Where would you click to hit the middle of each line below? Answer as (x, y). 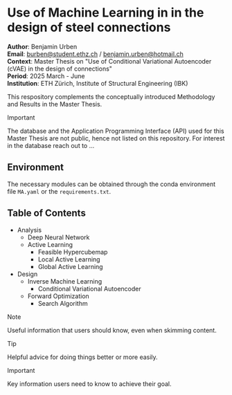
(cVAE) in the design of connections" (60, 68)
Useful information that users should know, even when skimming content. (112, 330)
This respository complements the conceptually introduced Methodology (111, 97)
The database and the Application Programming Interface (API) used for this (116, 131)
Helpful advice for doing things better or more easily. (82, 357)
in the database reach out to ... (51, 145)
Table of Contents (47, 213)
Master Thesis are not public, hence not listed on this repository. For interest (116, 138)
